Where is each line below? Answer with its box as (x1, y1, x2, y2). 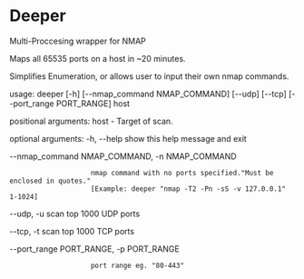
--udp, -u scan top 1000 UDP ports (9, 208, 141, 219)
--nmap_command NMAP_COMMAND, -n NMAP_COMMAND (9, 151, 238, 162)
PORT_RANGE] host (55, 97, 130, 109)
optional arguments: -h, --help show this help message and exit (9, 133, 247, 144)
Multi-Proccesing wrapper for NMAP (9, 35, 147, 46)
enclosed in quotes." (9, 176, 92, 185)
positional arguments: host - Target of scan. (9, 115, 174, 126)
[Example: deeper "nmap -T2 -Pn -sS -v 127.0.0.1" (90, 184, 286, 194)
